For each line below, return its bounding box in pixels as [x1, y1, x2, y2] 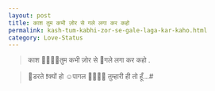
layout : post [8, 11, 52, 20]
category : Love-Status [8, 33, 83, 42]
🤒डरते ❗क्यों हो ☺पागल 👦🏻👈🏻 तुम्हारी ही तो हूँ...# [27, 72, 154, 82]
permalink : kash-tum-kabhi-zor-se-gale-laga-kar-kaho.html [8, 26, 208, 34]
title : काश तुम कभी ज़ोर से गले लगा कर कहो [8, 19, 130, 27]
